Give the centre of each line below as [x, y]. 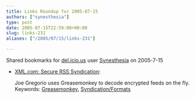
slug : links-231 [26, 33]
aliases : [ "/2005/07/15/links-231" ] [51, 38]
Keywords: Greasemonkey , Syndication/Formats [72, 89]
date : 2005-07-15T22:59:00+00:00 [47, 28]
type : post [19, 22]
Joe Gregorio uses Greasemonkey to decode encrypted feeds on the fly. [102, 83]
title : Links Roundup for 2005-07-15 [52, 11]
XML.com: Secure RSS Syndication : [57, 71]
